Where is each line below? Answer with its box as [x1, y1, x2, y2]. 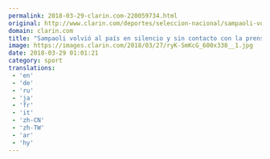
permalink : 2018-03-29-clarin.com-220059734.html [8, 11, 178, 20]
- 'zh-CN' [11, 116, 45, 124]
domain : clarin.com [8, 26, 74, 35]
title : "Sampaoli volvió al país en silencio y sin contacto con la [8, 34, 243, 43]
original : [8, 19, 42, 27]
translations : [8, 64, 56, 72]
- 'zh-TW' [11, 124, 45, 132]
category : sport [8, 57, 63, 65]
